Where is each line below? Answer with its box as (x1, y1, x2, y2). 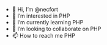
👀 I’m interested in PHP (12, 12, 70, 19)
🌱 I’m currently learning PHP (12, 19, 84, 26)
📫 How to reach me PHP (12, 32, 75, 39)
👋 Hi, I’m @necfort (12, 6, 59, 13)
